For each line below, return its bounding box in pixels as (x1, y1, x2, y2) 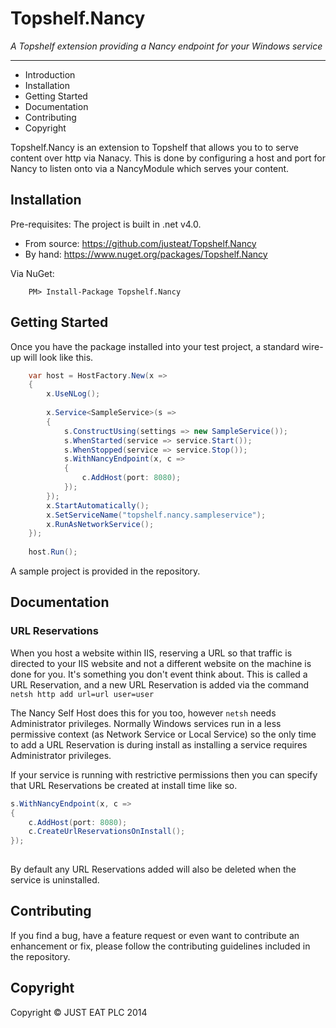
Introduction (24, 68, 76, 81)
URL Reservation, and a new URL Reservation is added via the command (10, 678, 310, 691)
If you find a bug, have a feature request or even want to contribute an (10, 929, 300, 941)
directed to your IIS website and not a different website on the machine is (10, 657, 312, 669)
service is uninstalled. (10, 874, 100, 886)
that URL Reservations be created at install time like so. (10, 779, 238, 791)
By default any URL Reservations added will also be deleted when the (10, 863, 297, 875)
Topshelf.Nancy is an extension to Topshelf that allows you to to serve (10, 141, 299, 153)
